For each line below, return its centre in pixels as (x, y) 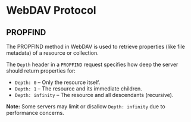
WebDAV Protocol (51, 10)
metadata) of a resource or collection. (53, 53)
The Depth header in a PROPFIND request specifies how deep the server (92, 64)
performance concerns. (35, 113)
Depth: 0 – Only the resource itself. (57, 82)
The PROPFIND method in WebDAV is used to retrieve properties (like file (96, 46)
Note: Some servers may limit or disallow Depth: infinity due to (86, 107)
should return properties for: (41, 71)
